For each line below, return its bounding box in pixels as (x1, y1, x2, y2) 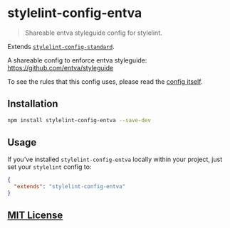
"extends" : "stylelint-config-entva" (14, 183, 126, 190)
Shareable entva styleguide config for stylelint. (24, 28, 162, 37)
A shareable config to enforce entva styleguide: (7, 55, 147, 65)
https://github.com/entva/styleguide (7, 63, 114, 72)
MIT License (7, 210, 63, 222)
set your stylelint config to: (7, 163, 92, 171)
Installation (7, 98, 58, 110)
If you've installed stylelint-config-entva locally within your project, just (7, 155, 223, 164)
